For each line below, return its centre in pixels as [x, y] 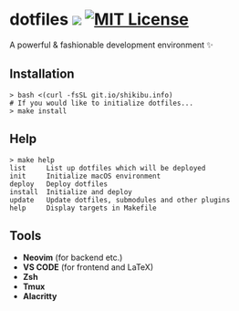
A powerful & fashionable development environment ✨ [112, 45]
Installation [42, 74]
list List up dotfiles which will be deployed [108, 168]
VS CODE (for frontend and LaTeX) [88, 267]
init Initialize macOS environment [85, 176]
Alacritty [40, 296]
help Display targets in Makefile [83, 208]
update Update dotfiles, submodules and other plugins [120, 200]
